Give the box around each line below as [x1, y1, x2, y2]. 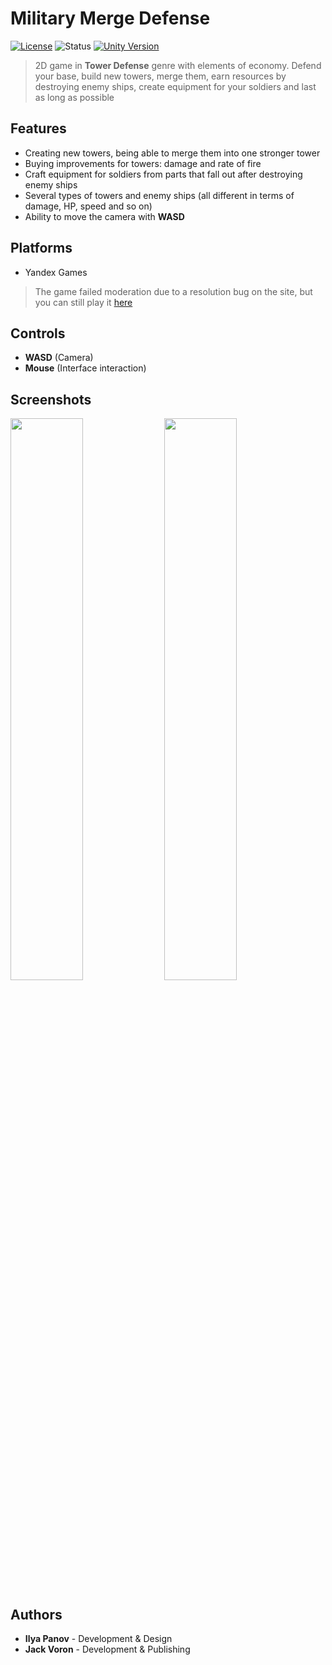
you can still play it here [34, 296, 133, 308]
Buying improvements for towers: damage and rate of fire [24, 157, 262, 169]
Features [10, 120, 67, 137]
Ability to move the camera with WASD [24, 210, 185, 222]
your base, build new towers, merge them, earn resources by [34, 70, 287, 82]
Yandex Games [24, 266, 88, 278]
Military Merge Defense [10, 7, 211, 30]
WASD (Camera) [24, 352, 94, 364]
